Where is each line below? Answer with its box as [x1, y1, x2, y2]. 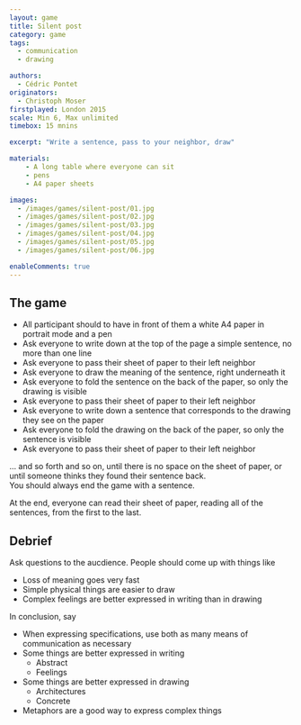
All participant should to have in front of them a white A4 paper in [22, 319, 265, 330]
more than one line [22, 348, 93, 358]
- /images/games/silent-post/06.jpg [17, 245, 155, 255]
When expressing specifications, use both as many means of [22, 629, 249, 639]
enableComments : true [9, 262, 91, 271]
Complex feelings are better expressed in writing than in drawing [22, 594, 262, 604]
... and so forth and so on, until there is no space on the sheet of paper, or [9, 461, 283, 472]
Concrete [35, 695, 71, 707]
